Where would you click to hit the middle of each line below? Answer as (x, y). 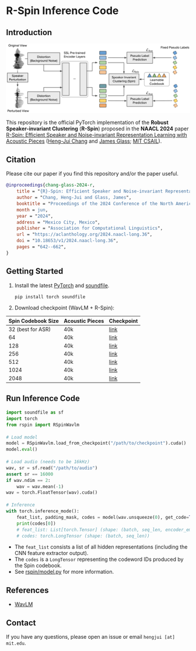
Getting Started (35, 271)
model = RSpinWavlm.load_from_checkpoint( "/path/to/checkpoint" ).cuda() (96, 443)
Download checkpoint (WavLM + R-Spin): (64, 308)
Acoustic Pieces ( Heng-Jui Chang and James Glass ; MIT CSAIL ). (84, 141)
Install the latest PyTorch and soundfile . (62, 285)
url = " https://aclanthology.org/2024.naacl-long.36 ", (85, 235)
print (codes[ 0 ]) (36, 523)
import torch (22, 418)
